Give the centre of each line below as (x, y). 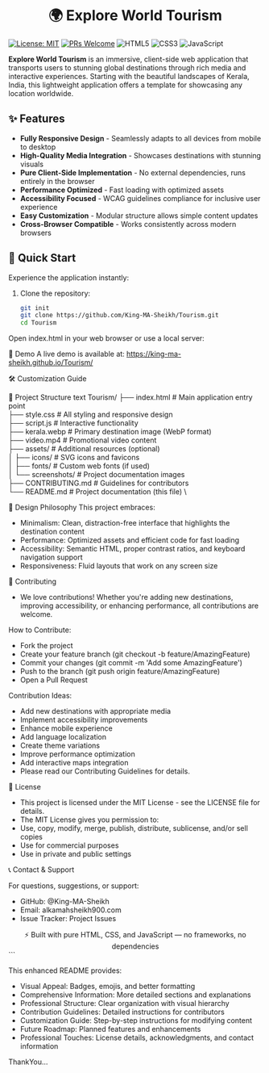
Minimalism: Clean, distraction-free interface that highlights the (125, 523)
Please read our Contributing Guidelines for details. (105, 771)
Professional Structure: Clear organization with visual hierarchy (124, 1004)
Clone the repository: (55, 293)
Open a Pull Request (54, 680)
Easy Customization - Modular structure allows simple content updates (139, 216)
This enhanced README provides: (65, 970)
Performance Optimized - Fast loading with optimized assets (122, 190)
